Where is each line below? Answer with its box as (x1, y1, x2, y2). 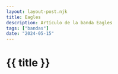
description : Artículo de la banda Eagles (6, 20, 113, 25)
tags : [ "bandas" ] (6, 25, 49, 31)
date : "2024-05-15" (6, 31, 55, 37)
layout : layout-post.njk (6, 8, 68, 15)
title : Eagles (6, 14, 42, 20)
